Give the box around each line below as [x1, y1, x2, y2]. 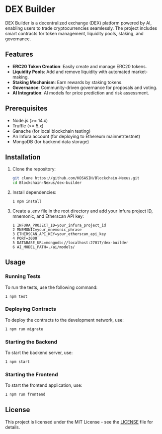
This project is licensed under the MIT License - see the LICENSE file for [5, 419, 153, 425]
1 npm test [5, 294, 28, 299]
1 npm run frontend [5, 392, 46, 397]
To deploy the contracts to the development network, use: [5, 317, 124, 323]
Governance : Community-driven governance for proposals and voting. [12, 85, 158, 90]
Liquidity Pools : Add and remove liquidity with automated [12, 69, 131, 75]
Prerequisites [5, 104, 48, 113]
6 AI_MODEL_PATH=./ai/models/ [12, 245, 76, 250]
